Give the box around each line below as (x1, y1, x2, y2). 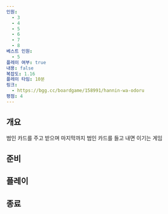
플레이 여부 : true (6, 59, 47, 65)
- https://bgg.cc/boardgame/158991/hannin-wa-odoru (11, 88, 145, 94)
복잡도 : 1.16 (6, 71, 35, 77)
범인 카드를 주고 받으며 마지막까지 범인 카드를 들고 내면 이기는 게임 (6, 134, 163, 141)
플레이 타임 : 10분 (6, 76, 45, 82)
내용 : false (6, 65, 34, 71)
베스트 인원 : (6, 48, 33, 54)
